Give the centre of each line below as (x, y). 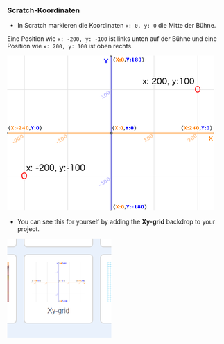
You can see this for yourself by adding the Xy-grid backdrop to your (116, 222)
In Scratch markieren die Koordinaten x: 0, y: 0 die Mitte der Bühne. (117, 26)
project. (28, 229)
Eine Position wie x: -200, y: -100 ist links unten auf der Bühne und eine (112, 39)
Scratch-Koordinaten (44, 10)
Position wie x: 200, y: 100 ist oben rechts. (70, 46)
